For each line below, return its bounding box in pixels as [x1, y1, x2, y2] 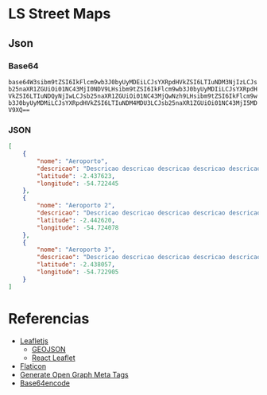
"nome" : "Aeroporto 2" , [37, 202, 115, 210]
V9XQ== [8, 106, 30, 114]
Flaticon [19, 361, 46, 370]
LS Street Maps [8, 5, 111, 23]
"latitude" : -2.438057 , [37, 261, 115, 269]
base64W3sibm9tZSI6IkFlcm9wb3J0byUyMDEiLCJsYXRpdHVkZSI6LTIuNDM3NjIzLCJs [8, 78, 258, 86]
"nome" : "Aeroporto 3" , [37, 246, 115, 254]
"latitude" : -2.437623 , [37, 172, 115, 180]
